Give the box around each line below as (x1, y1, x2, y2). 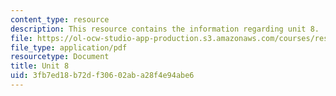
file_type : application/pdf (10, 42, 128, 53)
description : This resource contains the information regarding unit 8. (10, 24, 320, 34)
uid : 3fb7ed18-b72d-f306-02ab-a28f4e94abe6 (10, 71, 195, 81)
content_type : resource (10, 14, 110, 25)
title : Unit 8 (10, 61, 70, 71)
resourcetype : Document (10, 52, 110, 62)
